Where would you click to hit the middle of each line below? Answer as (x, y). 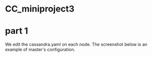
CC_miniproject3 (40, 9)
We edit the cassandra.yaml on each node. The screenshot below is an (76, 44)
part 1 (17, 31)
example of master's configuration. (40, 50)
